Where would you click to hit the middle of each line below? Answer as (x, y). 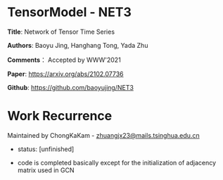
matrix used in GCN (46, 170)
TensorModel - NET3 (69, 12)
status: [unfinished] (46, 149)
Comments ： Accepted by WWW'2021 (64, 60)
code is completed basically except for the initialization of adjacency (117, 162)
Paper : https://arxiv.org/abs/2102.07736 (66, 74)
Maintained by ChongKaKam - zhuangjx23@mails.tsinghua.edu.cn (103, 135)
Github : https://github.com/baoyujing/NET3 (70, 87)
